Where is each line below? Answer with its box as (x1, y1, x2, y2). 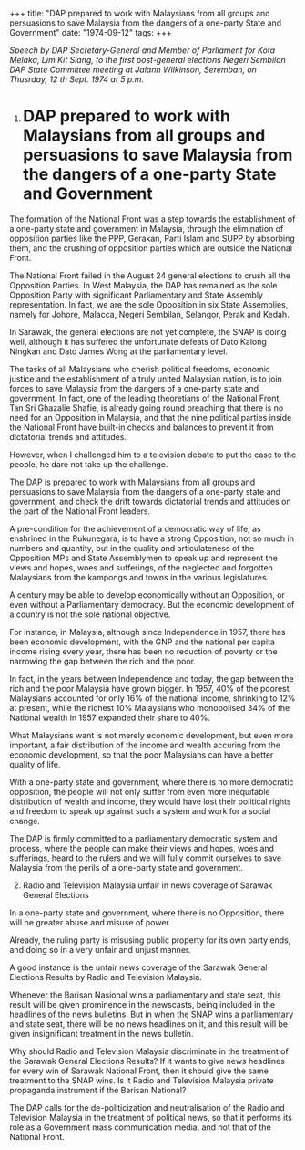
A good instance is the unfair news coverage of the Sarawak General (9, 962, 268, 973)
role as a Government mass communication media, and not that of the (9, 1122, 271, 1133)
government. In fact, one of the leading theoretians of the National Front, (9, 392, 282, 403)
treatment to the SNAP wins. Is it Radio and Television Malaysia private (9, 1074, 275, 1085)
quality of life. (9, 758, 61, 769)
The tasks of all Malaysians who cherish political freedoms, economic (9, 363, 271, 374)
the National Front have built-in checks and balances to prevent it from (9, 422, 275, 433)
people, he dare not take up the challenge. (9, 458, 168, 469)
